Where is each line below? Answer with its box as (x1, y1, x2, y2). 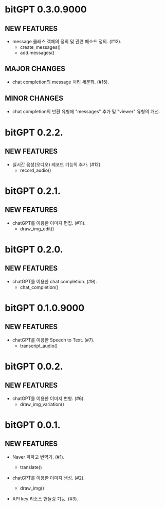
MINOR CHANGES (5, 94, 64, 103)
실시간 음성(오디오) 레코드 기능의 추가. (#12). (12, 161, 102, 168)
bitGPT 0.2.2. (5, 126, 64, 138)
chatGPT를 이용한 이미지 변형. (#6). (12, 395, 85, 402)
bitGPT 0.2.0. (5, 243, 63, 255)
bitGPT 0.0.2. (5, 360, 63, 372)
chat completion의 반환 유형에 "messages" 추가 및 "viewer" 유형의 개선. (12, 108, 160, 114)
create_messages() (20, 44, 61, 50)
